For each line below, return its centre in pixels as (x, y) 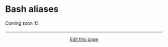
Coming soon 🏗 (22, 23)
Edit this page (84, 39)
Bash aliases (32, 9)
